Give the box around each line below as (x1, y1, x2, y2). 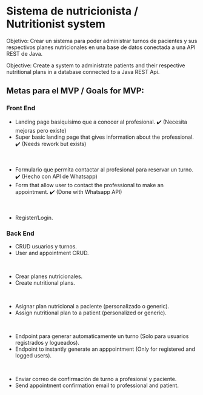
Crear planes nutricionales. (15, 273, 83, 280)
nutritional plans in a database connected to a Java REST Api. (6, 68, 160, 75)
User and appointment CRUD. (15, 249, 89, 256)
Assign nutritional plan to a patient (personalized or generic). (15, 309, 167, 316)
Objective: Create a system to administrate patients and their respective (6, 62, 185, 69)
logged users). (15, 351, 52, 359)
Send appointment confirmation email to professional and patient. (15, 382, 179, 389)
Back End (6, 229, 35, 237)
